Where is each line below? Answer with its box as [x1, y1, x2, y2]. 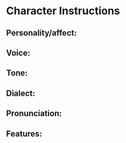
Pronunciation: [6, 109, 62, 119]
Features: [6, 129, 43, 139]
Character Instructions [6, 4, 120, 18]
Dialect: [6, 88, 35, 98]
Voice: [6, 47, 31, 58]
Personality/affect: [6, 28, 77, 38]
